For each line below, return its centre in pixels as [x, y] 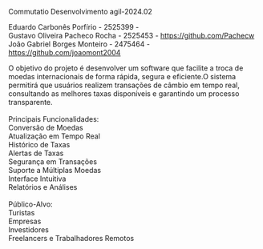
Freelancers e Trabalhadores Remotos [71, 238]
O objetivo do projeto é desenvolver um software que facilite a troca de [126, 68]
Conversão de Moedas [46, 128]
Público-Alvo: [31, 204]
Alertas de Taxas [36, 153]
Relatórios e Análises [43, 187]
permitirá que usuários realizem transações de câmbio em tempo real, [124, 85]
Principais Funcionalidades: [54, 119]
